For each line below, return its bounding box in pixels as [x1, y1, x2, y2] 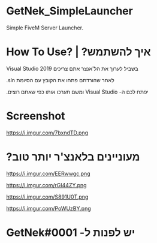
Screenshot [6, 109, 65, 123]
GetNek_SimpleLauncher [6, 4, 133, 18]
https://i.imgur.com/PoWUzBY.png [6, 205, 91, 212]
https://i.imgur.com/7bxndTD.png [6, 129, 89, 136]
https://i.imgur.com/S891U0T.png [6, 193, 89, 200]
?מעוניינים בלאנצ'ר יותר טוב [6, 150, 140, 163]
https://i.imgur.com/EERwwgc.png [6, 170, 91, 177]
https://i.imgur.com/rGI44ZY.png [6, 181, 87, 188]
